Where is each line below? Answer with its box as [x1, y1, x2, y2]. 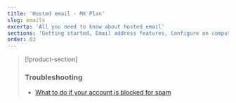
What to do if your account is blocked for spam [34, 88, 171, 97]
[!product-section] [24, 55, 78, 63]
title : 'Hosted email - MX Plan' [7, 10, 105, 17]
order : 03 [7, 36, 37, 43]
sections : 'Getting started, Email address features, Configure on [7, 29, 209, 37]
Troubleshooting [24, 72, 83, 82]
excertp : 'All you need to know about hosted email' [7, 23, 165, 30]
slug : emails [7, 17, 46, 24]
